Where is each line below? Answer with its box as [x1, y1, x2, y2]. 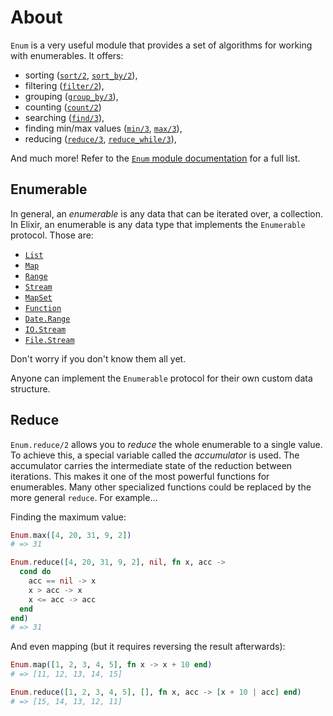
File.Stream [24, 335, 75, 345]
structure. [10, 382, 51, 395]
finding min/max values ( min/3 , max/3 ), [24, 122, 183, 134]
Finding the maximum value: [10, 511, 127, 523]
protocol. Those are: [10, 229, 94, 241]
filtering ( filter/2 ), [24, 79, 105, 91]
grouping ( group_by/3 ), [24, 90, 119, 102]
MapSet [24, 292, 53, 303]
